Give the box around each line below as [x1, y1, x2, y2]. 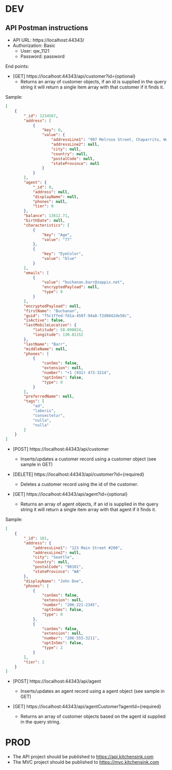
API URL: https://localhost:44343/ [12, 37, 84, 43]
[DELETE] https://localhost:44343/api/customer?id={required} [12, 471, 144, 477]
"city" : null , [51, 146, 81, 151]
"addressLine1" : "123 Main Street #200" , [32, 545, 123, 551]
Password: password [20, 53, 65, 59]
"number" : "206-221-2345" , [41, 602, 100, 608]
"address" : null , [32, 189, 70, 194]
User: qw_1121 [20, 48, 50, 54]
